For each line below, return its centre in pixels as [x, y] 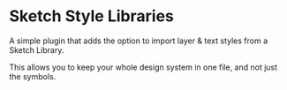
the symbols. [33, 76]
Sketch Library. [37, 49]
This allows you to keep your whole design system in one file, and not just [143, 67]
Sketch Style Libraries [91, 16]
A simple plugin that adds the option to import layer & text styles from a [139, 41]
